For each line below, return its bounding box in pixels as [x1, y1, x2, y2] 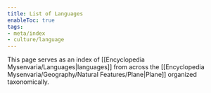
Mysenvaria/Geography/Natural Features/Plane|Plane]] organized [7, 71, 197, 79]
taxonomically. [7, 78, 49, 86]
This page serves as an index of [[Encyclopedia [7, 55, 146, 64]
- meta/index [7, 29, 46, 37]
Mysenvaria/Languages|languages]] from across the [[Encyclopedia [7, 63, 205, 71]
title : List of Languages [7, 10, 83, 17]
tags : [7, 23, 23, 30]
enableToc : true [7, 17, 55, 24]
